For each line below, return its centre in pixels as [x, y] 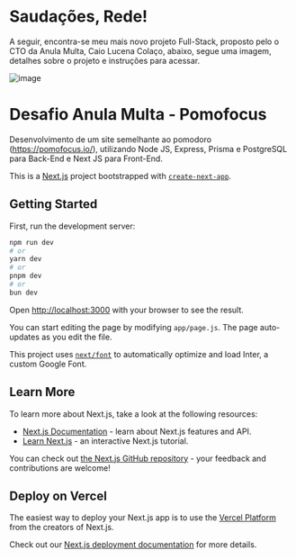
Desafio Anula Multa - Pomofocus [138, 115]
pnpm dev [26, 276]
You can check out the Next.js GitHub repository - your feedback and [138, 458]
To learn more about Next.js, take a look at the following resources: [134, 414]
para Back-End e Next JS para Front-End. [86, 158]
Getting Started [54, 204]
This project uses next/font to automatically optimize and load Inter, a [139, 354]
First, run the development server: [72, 226]
